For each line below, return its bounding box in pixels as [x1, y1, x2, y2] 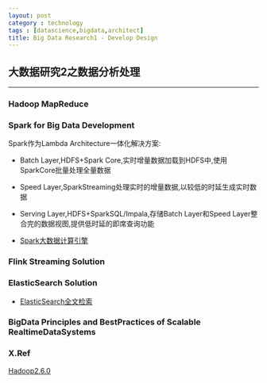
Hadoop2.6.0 [8, 366, 52, 375]
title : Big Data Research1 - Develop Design [8, 33, 158, 42]
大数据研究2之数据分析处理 [8, 65, 141, 79]
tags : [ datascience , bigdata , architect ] [8, 26, 145, 34]
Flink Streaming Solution [8, 256, 106, 267]
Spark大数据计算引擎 [19, 236, 89, 246]
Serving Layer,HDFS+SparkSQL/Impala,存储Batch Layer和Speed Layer [19, 209, 251, 219]
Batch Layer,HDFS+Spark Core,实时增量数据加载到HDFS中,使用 [19, 155, 228, 165]
